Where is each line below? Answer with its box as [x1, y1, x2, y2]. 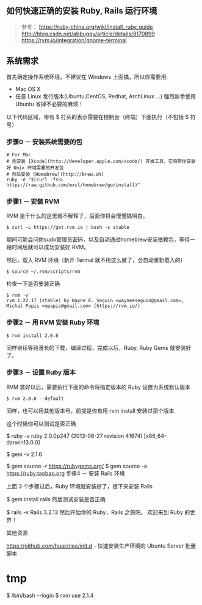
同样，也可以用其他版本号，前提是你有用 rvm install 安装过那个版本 [6, 407, 175, 414]
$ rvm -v [6, 292, 29, 299]
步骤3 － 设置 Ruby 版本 [6, 368, 76, 377]
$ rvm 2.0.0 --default [6, 396, 64, 402]
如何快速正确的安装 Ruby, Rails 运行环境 [6, 5, 157, 16]
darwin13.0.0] [6, 438, 41, 446]
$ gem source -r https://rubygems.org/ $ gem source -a [6, 462, 148, 469]
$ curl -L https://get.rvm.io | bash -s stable [6, 225, 130, 231]
